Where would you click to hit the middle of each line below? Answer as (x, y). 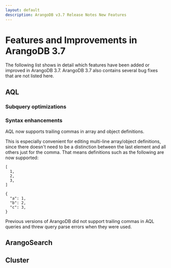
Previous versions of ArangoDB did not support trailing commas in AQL (80, 221)
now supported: (22, 158)
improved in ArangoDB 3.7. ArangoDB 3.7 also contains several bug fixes (82, 71)
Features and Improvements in (71, 40)
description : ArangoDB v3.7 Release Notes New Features (66, 15)
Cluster (17, 260)
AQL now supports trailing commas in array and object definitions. (75, 131)
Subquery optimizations (36, 106)
